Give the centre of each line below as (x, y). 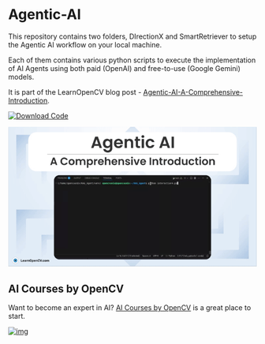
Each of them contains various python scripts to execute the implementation (132, 60)
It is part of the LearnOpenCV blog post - (75, 92)
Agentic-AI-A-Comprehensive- (193, 92)
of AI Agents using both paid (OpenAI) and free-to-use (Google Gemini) (124, 68)
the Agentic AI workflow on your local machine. (85, 44)
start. (17, 316)
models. (21, 77)
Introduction (28, 100)
